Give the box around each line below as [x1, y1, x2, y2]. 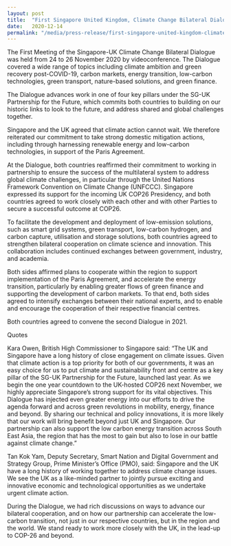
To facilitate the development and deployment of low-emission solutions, [7, 218, 213, 227]
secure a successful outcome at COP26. [7, 205, 122, 213]
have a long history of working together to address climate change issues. [7, 467, 217, 475]
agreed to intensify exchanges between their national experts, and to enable [7, 297, 223, 306]
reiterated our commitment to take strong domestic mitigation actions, [7, 133, 205, 141]
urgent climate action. [7, 489, 69, 497]
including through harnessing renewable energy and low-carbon [7, 140, 190, 148]
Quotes [7, 331, 28, 339]
